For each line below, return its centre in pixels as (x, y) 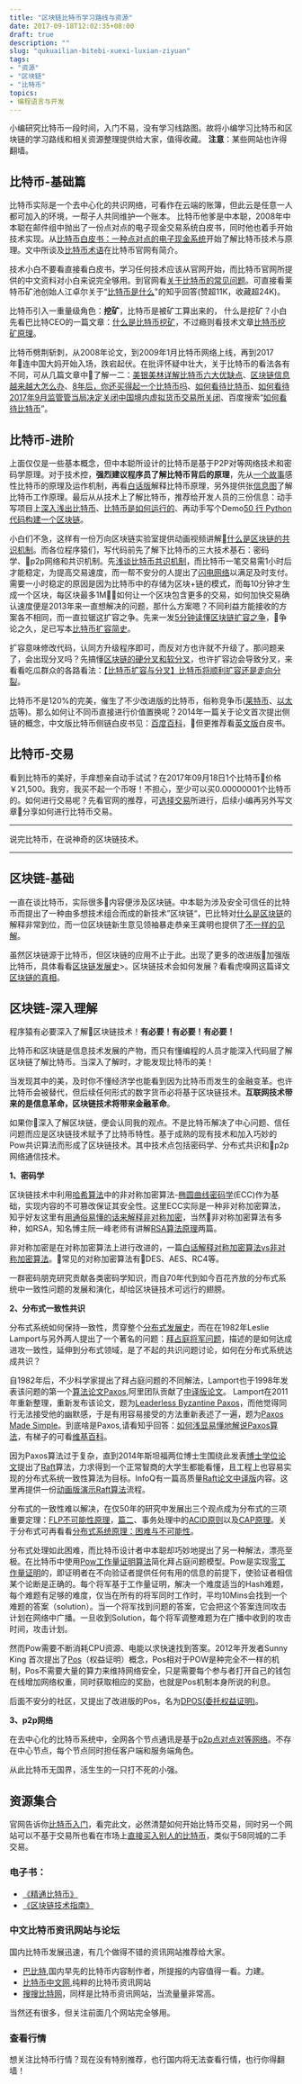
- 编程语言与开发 (37, 101)
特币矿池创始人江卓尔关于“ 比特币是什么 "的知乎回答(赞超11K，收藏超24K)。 (147, 292)
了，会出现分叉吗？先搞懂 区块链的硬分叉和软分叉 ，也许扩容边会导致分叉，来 (151, 659)
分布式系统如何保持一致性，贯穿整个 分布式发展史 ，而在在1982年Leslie (139, 1328)
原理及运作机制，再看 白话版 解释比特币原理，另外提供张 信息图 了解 (170, 486)
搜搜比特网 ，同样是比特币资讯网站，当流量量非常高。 (121, 1993)
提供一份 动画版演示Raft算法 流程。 (88, 1490)
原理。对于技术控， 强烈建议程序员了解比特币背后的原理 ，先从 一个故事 (155, 474)
